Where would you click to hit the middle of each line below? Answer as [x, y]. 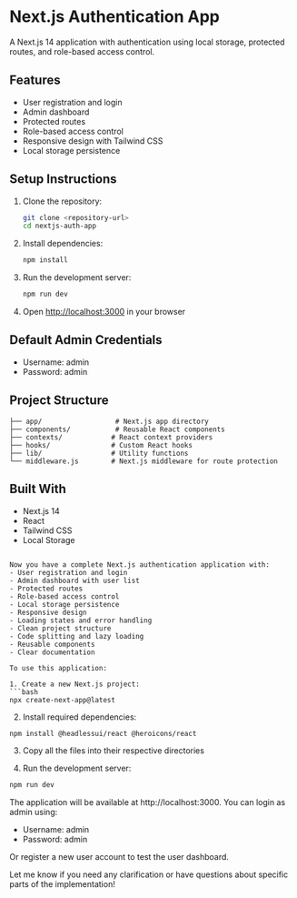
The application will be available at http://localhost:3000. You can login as [148, 802]
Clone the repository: [62, 201]
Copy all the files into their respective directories [113, 751]
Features [35, 81]
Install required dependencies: [79, 717]
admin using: [34, 812]
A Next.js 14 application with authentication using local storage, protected [147, 42]
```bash [24, 692]
